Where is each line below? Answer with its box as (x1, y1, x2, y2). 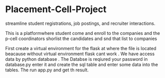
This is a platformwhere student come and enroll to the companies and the (5, 30, 160, 36)
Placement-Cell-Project (5, 4, 107, 15)
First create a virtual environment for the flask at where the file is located (5, 45, 156, 51)
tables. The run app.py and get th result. (5, 67, 89, 73)
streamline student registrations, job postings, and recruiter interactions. (5, 20, 155, 26)
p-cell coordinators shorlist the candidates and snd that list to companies (5, 35, 157, 42)
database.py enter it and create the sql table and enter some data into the (5, 61, 158, 67)
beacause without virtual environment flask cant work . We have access (5, 51, 155, 57)
